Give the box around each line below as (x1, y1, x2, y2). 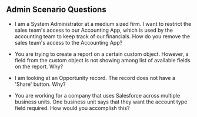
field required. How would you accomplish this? (14, 104, 130, 111)
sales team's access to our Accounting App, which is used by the (14, 26, 173, 34)
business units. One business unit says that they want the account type (14, 98, 188, 105)
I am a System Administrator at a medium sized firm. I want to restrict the (14, 20, 192, 27)
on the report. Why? (14, 63, 64, 70)
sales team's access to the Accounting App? (14, 39, 123, 46)
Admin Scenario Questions (6, 5, 107, 15)
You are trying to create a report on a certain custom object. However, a (14, 50, 189, 58)
